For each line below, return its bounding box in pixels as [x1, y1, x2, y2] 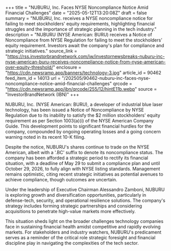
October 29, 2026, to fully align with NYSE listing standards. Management [5, 166, 160, 172]
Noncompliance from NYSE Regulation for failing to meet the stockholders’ [5, 37, 162, 43]
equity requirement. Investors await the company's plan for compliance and [5, 43, 164, 48]
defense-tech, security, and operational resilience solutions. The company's [5, 197, 166, 203]
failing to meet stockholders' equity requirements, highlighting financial [5, 20, 155, 27]
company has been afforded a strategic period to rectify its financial [5, 155, 149, 161]
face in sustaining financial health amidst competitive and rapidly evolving [5, 224, 161, 229]
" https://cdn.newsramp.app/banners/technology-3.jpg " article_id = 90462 [5, 70, 162, 76]
